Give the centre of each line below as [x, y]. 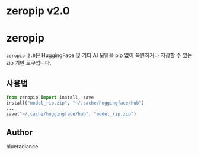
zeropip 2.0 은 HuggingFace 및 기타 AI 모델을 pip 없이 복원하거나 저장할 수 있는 [99, 55]
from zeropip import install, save [50, 97]
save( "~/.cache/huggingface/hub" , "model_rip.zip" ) [71, 114]
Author [19, 132]
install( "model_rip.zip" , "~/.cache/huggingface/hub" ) [75, 103]
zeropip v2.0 [38, 11]
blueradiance [22, 147]
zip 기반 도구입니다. [29, 63]
